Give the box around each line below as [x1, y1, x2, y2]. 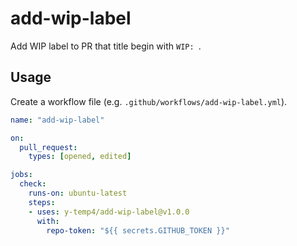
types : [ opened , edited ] [28, 152, 132, 162]
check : [19, 179, 47, 189]
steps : [28, 197, 56, 207]
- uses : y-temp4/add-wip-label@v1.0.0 [28, 207, 190, 217]
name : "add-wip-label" [10, 115, 105, 125]
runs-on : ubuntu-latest [28, 188, 128, 198]
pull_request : [19, 142, 78, 152]
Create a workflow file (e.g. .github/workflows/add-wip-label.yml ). [10, 95, 288, 107]
